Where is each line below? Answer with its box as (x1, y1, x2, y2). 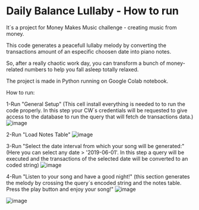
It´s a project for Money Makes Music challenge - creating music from (6, 24, 177, 31)
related (6, 65, 24, 73)
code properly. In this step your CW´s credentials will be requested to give (6, 106, 188, 114)
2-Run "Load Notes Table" (6, 131, 71, 138)
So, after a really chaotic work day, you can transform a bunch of (6, 59, 165, 67)
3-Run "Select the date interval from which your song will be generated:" (6, 142, 185, 149)
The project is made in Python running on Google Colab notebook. (6, 77, 169, 84)
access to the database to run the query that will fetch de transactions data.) (6, 113, 194, 120)
